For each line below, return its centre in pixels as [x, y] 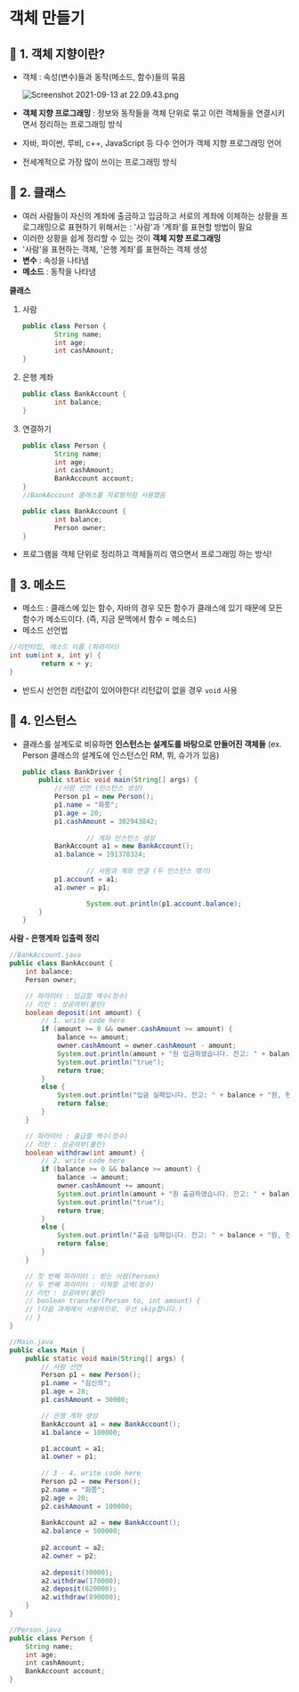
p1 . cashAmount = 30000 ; [85, 1400]
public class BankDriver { [72, 772]
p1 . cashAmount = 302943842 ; [106, 821]
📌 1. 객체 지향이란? [57, 54]
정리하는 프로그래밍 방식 [81, 124]
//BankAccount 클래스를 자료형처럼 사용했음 [94, 496]
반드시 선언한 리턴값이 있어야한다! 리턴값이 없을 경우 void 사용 [129, 689]
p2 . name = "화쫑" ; [73, 1490]
